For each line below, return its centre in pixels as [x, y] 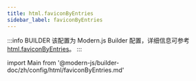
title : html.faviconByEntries [51, 13]
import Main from [32, 62]
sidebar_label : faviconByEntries [55, 20]
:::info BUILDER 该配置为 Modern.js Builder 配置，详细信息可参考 [98, 40]
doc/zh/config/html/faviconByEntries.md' [66, 70]
